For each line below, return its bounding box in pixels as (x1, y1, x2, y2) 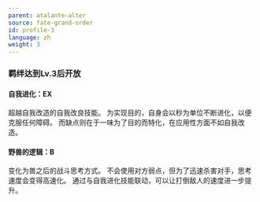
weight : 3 (8, 41, 41, 49)
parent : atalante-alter (8, 11, 87, 20)
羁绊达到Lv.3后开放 (8, 68, 81, 79)
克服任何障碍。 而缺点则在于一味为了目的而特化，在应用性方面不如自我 (8, 118, 238, 127)
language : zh (8, 33, 51, 42)
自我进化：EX (8, 89, 53, 98)
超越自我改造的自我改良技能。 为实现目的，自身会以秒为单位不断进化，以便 (8, 108, 252, 118)
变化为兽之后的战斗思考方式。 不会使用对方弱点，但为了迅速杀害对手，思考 (8, 166, 252, 175)
